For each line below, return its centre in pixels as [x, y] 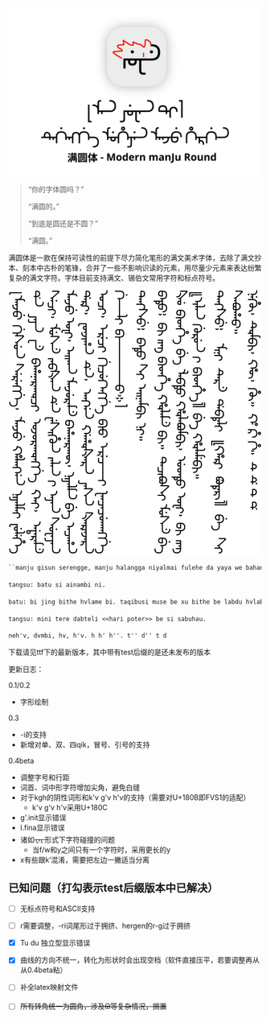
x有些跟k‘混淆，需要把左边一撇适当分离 [85, 860]
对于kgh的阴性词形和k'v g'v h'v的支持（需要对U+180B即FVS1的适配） [135, 798]
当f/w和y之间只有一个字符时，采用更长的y [101, 850]
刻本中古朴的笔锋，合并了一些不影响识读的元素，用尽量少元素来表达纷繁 [142, 267]
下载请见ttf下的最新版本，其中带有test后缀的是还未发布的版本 [110, 652]
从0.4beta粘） [43, 970]
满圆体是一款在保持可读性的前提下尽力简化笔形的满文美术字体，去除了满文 [131, 258]
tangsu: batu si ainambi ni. [57, 585]
